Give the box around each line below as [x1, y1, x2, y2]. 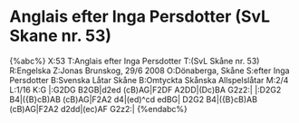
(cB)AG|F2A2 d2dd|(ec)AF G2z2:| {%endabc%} [9, 103, 188, 114]
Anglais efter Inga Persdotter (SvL [9, 6, 270, 27]
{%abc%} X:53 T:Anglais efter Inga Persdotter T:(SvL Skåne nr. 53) [9, 55, 260, 66]
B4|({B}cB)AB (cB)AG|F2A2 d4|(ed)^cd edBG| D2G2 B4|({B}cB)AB [9, 93, 258, 105]
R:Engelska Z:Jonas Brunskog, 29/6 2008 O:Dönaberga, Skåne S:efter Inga [9, 65, 290, 76]
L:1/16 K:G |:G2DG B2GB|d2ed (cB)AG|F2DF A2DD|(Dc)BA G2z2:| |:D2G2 [9, 84, 282, 95]
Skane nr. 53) [9, 25, 111, 46]
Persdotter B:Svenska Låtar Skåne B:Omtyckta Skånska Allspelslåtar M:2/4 [9, 74, 289, 85]
